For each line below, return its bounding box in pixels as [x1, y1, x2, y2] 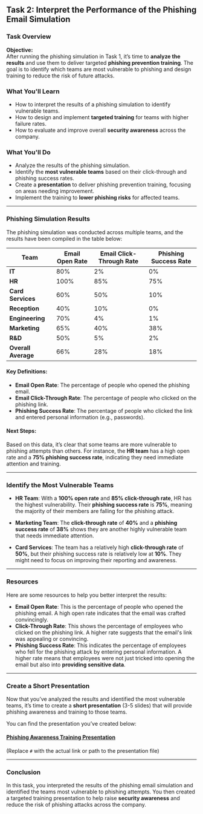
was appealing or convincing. [14, 635, 89, 642]
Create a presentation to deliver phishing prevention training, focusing [14, 181, 192, 188]
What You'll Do [6, 148, 51, 156]
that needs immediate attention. [14, 532, 94, 539]
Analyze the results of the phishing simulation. [14, 162, 130, 169]
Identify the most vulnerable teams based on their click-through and [14, 168, 187, 176]
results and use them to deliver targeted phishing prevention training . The [6, 59, 194, 66]
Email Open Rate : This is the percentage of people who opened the [14, 603, 183, 610]
